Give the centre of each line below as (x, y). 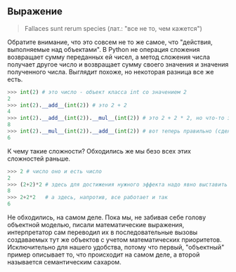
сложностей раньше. (39, 158)
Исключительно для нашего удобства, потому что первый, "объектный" (116, 247)
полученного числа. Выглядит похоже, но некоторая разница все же (111, 72)
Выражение (35, 12)
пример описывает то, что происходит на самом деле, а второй (104, 254)
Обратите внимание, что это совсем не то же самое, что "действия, (110, 42)
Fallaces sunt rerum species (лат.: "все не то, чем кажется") (113, 28)
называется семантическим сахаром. (64, 262)
